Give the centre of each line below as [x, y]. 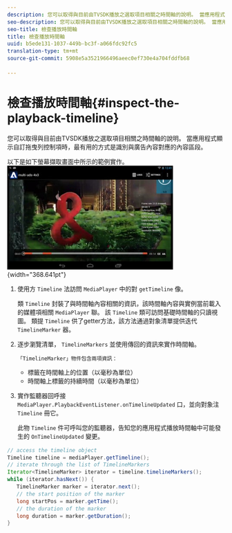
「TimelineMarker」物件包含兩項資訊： [67, 359]
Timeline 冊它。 [40, 413]
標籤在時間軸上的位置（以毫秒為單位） [82, 372]
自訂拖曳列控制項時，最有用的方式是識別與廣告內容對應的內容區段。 [110, 147]
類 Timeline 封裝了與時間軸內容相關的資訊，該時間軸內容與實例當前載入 [119, 303]
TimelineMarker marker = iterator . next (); [78, 487]
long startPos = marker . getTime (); [67, 501]
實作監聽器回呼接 [41, 395]
